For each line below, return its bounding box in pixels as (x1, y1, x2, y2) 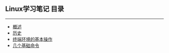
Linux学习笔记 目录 (5, 4, 64, 13)
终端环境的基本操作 (12, 36, 53, 42)
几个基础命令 (12, 42, 39, 48)
